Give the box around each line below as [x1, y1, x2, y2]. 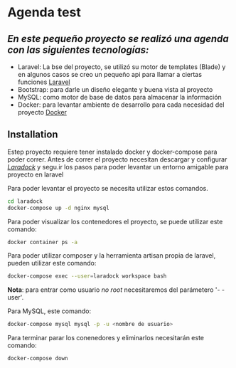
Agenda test [7, 4, 82, 21]
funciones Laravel [17, 78, 70, 86]
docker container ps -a [7, 238, 78, 246]
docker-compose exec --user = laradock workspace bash [7, 273, 167, 280]
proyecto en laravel [7, 170, 64, 179]
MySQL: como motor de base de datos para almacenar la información [17, 93, 222, 101]
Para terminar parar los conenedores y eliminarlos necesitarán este [7, 334, 205, 342]
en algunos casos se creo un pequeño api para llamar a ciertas [17, 70, 203, 78]
